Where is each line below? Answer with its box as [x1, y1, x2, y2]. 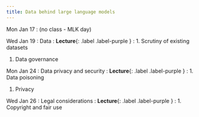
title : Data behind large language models [6, 8, 115, 15]
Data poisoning [6, 73, 44, 81]
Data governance [15, 55, 59, 62]
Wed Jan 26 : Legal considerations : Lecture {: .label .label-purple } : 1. [6, 97, 182, 104]
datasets [6, 44, 29, 51]
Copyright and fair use [6, 104, 62, 111]
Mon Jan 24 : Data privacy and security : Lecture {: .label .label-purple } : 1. [6, 67, 194, 75]
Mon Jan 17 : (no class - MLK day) [6, 25, 92, 33]
